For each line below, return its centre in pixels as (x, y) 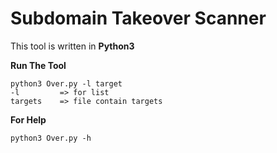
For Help (28, 119)
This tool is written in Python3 (72, 46)
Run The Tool (38, 65)
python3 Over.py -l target (66, 83)
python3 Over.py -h (51, 138)
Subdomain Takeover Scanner (138, 18)
